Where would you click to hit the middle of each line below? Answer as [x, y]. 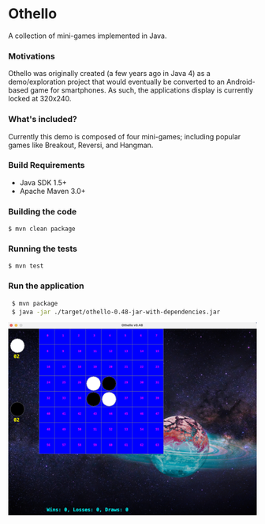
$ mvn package [35, 303]
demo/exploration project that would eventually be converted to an [116, 82]
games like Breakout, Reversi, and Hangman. [81, 145]
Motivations [32, 56]
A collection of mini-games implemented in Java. [88, 36]
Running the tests [43, 249]
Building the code [43, 211]
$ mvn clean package [42, 229]
